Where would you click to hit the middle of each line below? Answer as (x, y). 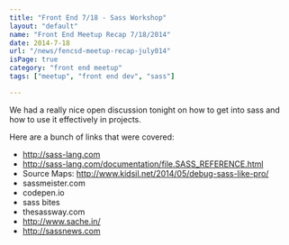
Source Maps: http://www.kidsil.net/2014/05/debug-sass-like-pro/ (145, 173)
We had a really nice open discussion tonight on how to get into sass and (145, 110)
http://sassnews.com (61, 231)
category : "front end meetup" (66, 68)
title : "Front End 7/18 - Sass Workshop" (88, 18)
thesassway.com (54, 212)
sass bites (41, 202)
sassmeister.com (54, 183)
